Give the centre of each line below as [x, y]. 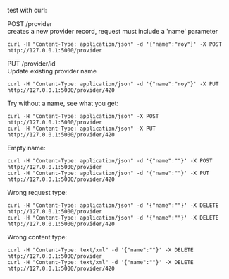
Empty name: [26, 148]
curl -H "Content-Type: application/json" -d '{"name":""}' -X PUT [109, 173]
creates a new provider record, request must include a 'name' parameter [113, 31]
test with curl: [27, 10]
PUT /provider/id [31, 64]
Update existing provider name [52, 71]
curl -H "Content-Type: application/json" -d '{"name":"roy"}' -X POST [114, 44]
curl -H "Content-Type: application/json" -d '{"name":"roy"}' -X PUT [113, 84]
